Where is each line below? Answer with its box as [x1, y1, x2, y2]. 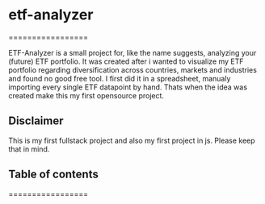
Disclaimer [8, 114, 64, 128]
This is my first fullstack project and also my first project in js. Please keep [8, 135, 256, 145]
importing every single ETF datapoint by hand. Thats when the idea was [8, 82, 248, 92]
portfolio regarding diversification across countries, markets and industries [8, 65, 257, 74]
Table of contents [8, 168, 99, 181]
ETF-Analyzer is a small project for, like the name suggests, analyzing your [8, 48, 257, 57]
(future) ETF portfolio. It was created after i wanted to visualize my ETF [8, 56, 244, 66]
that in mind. [8, 144, 50, 154]
